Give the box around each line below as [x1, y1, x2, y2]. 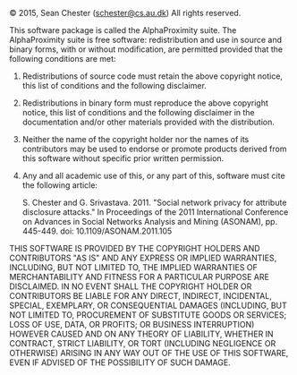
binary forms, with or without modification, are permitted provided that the [9, 44, 284, 55]
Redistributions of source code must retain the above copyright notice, [21, 71, 284, 81]
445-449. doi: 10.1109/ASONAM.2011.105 [21, 226, 173, 236]
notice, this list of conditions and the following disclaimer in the [21, 107, 255, 117]
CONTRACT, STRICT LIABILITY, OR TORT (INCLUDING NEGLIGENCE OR [9, 338, 276, 348]
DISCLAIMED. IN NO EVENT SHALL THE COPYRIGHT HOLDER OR [9, 281, 252, 292]
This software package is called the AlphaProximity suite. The [9, 25, 237, 35]
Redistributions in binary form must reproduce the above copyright [21, 98, 268, 108]
